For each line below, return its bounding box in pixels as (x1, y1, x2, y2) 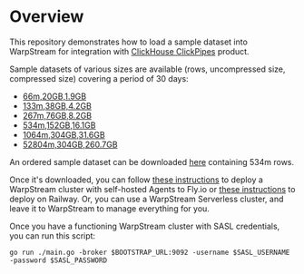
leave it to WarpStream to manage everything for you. (9, 202, 211, 214)
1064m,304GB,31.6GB (22, 129, 106, 140)
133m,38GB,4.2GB (22, 100, 93, 111)
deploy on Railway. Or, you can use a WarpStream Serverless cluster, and (9, 193, 284, 204)
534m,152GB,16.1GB (22, 120, 96, 131)
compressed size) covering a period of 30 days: (9, 73, 189, 83)
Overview (9, 6, 84, 27)
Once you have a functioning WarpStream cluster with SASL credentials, (9, 220, 280, 231)
